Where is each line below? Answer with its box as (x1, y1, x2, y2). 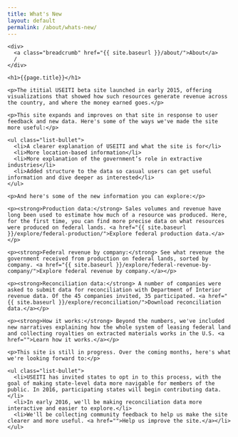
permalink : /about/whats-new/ (7, 24, 98, 31)
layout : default (7, 17, 56, 24)
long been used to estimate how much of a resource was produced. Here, (7, 212, 228, 219)
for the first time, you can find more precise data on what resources (7, 218, 224, 225)
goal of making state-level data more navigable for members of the (7, 380, 215, 387)
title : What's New (7, 10, 62, 18)
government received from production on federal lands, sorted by (7, 255, 209, 262)
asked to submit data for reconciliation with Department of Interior (7, 287, 222, 294)
